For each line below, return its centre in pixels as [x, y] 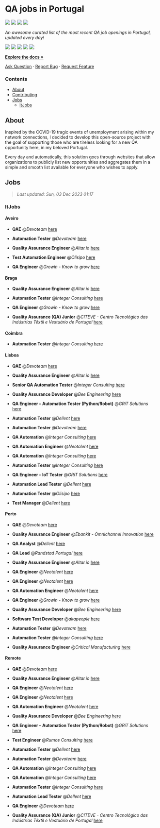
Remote [13, 658]
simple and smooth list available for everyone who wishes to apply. [72, 167]
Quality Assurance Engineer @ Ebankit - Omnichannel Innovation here [83, 534]
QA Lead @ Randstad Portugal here [47, 553]
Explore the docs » [24, 57]
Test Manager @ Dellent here [41, 503]
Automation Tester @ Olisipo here [46, 493]
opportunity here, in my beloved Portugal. [47, 148]
